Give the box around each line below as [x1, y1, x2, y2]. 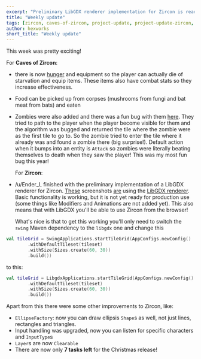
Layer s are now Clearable [14, 340, 79, 347]
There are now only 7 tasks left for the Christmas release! [14, 346, 157, 354]
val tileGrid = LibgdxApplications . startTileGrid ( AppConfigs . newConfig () [6, 275, 194, 281]
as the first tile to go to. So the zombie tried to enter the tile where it [14, 132, 182, 140]
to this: [6, 263, 23, 270]
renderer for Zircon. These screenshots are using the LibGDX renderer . [14, 187, 190, 195]
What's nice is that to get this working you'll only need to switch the [14, 218, 182, 225]
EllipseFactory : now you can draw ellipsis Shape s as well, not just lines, [14, 314, 191, 321]
